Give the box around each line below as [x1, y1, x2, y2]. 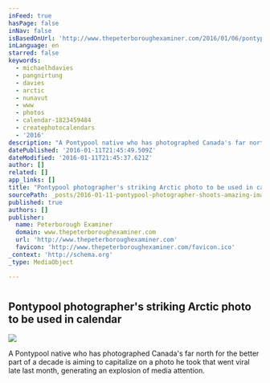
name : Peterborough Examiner [15, 221, 113, 229]
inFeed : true [8, 11, 52, 20]
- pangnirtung [15, 71, 63, 79]
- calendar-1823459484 [15, 116, 92, 124]
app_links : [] [8, 176, 56, 185]
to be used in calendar [8, 312, 122, 326]
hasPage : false [8, 19, 59, 27]
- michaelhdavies [15, 64, 74, 72]
